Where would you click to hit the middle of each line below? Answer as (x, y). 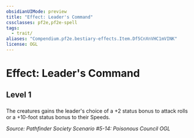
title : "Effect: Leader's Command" (50, 17)
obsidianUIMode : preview (36, 11)
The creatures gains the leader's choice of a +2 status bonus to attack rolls (97, 111)
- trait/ (22, 33)
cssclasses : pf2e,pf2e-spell (42, 22)
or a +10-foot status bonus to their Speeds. (58, 117)
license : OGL (22, 45)
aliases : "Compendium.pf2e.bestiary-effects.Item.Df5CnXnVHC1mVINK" (92, 39)
